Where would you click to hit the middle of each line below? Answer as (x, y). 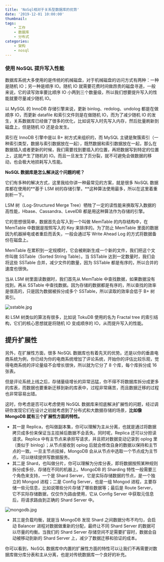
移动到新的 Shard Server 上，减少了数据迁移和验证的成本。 (80, 538)
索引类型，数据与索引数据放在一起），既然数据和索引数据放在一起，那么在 (83, 143)
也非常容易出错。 (22, 394)
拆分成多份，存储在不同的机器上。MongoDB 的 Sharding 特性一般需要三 (84, 469)
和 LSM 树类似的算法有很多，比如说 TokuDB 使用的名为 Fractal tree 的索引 (80, 317)
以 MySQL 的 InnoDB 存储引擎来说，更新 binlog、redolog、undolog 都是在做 (82, 108)
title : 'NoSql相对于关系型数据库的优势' (42, 10)
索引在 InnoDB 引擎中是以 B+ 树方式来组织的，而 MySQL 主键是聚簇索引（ (80, 137)
